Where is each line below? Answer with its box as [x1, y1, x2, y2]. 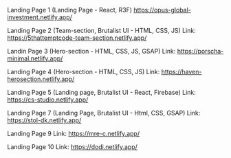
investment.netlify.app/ [7, 13, 72, 21]
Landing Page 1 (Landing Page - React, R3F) [7, 6, 133, 14]
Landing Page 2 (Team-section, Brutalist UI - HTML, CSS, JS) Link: [7, 27, 196, 34]
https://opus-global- [133, 6, 191, 14]
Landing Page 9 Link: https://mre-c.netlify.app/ [7, 130, 140, 137]
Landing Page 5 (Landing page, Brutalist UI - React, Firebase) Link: [7, 89, 196, 96]
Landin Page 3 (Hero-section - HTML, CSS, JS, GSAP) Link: [7, 47, 176, 55]
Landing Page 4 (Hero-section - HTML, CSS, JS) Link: [7, 68, 160, 76]
